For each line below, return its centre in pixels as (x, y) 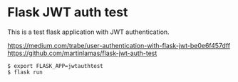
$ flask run (25, 72)
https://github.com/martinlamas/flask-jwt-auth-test (82, 53)
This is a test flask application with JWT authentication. (88, 32)
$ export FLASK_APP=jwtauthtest (55, 66)
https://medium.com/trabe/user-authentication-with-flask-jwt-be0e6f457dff (119, 45)
